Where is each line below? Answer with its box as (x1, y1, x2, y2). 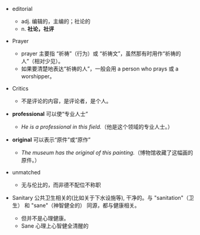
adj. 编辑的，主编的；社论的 (21, 18, 91, 25)
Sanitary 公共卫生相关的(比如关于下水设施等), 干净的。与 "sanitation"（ (12, 194, 189, 201)
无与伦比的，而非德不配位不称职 (21, 182, 101, 188)
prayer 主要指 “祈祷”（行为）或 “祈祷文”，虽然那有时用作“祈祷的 (21, 50, 181, 57)
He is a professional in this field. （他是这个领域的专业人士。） (21, 123, 173, 130)
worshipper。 (21, 73, 56, 80)
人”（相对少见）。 (21, 58, 64, 64)
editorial (12, 5, 33, 12)
